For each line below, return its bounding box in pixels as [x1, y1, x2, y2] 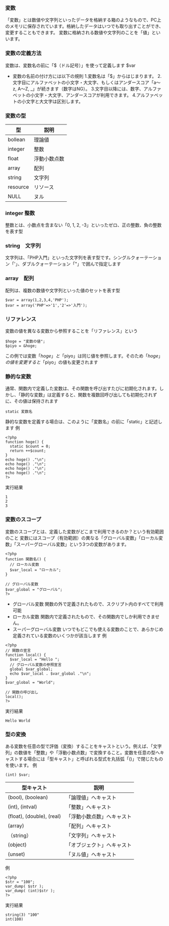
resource [8, 183, 29, 190]
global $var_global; [10, 667, 53, 672]
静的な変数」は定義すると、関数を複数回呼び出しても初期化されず [20, 392, 157, 398]
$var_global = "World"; [5, 680, 55, 685]
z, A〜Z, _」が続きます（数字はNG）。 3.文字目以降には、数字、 [12, 85, 144, 92]
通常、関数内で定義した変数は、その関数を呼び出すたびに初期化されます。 [5, 385, 160, 391]
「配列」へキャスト [66, 822, 112, 829]
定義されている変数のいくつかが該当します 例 [12, 632, 107, 638]
